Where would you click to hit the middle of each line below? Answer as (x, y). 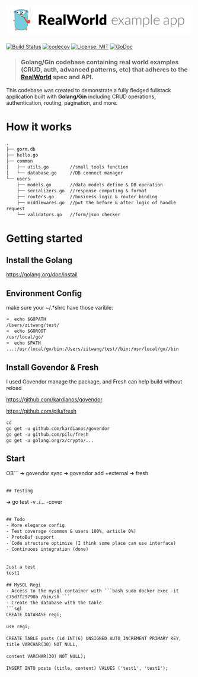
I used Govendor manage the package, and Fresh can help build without (94, 382)
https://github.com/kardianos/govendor (54, 400)
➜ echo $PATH (24, 343)
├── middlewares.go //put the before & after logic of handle (97, 203)
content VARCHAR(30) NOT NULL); (46, 656)
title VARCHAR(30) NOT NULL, (42, 644)
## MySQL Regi (24, 585)
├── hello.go (22, 155)
